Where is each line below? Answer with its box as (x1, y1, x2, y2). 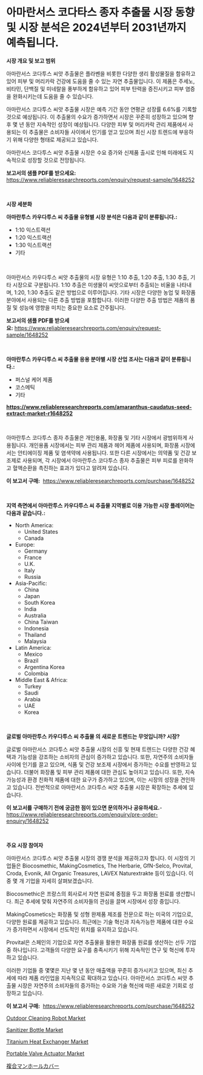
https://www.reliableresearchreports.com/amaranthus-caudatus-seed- (6, 403, 192, 410)
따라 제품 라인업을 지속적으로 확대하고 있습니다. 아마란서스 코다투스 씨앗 (17, 974, 188, 982)
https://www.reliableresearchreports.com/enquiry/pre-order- (6, 810, 158, 818)
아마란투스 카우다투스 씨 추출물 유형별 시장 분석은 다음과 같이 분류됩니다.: (6, 213, 178, 220)
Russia (24, 573, 41, 580)
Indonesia (24, 624, 49, 632)
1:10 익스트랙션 (15, 226, 51, 234)
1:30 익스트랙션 (15, 241, 52, 249)
